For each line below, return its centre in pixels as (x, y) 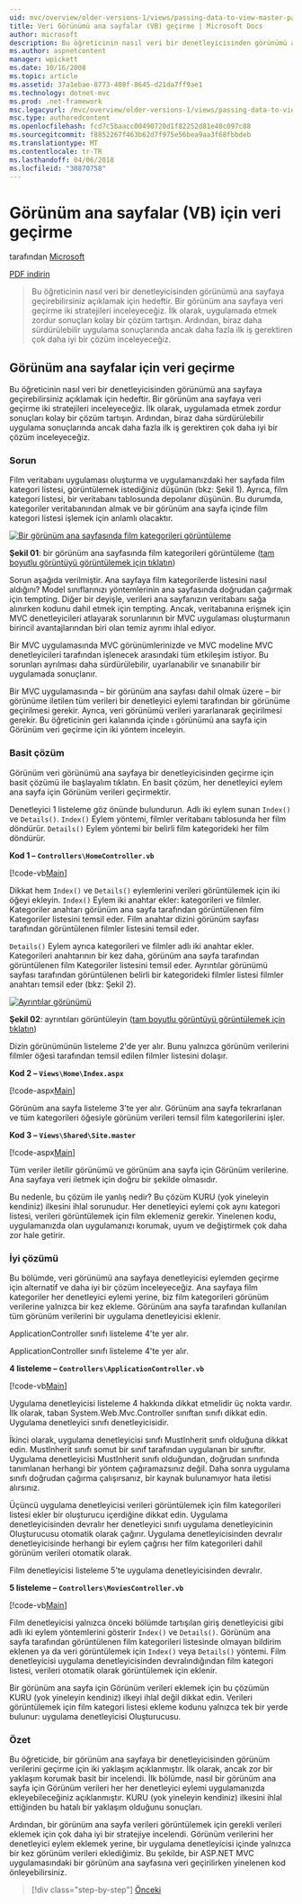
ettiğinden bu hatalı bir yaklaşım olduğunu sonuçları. (106, 1807)
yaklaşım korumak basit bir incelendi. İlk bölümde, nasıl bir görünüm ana (143, 1779)
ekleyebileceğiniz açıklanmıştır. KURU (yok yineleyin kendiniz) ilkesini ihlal (146, 1798)
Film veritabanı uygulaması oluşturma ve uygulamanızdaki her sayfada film (147, 480)
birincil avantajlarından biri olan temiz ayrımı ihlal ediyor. (113, 628)
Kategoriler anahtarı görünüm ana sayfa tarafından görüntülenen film (137, 909)
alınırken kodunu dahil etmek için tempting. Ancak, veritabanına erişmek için (150, 609)
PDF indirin (30, 274)
